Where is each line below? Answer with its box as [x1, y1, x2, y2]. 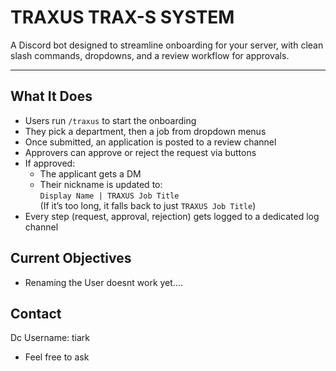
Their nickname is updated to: [39, 178, 163, 190]
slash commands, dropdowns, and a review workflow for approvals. [10, 49, 290, 61]
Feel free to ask [24, 351, 90, 363]
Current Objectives [10, 250, 132, 267]
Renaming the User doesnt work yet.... [24, 276, 183, 288]
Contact [10, 305, 62, 322]
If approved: [24, 157, 76, 169]
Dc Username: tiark [10, 332, 91, 344]
